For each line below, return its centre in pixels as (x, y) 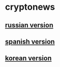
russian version (29, 25)
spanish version (30, 41)
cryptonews (30, 7)
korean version (29, 58)
